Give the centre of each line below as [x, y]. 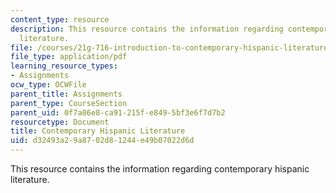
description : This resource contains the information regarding [147, 29]
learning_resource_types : [64, 66]
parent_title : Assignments [66, 94]
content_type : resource [60, 19]
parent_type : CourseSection [69, 103]
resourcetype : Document [60, 122]
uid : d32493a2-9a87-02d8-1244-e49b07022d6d [102, 141]
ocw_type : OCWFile [48, 85]
